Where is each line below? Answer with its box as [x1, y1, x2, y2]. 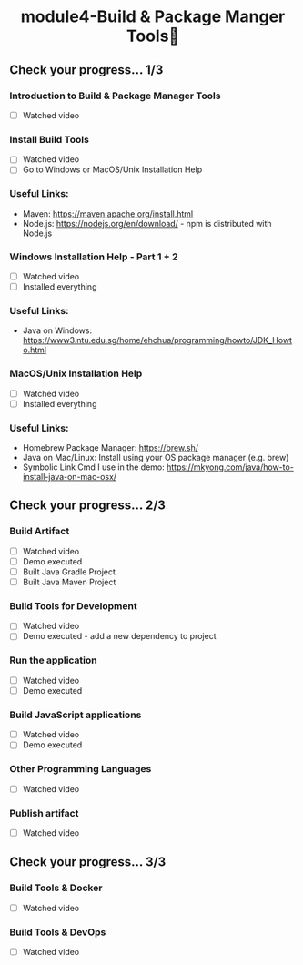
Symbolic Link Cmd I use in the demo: [22, 462, 166, 472]
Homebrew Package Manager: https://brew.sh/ [22, 442, 198, 453]
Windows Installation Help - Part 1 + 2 [9, 250, 179, 263]
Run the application [9, 654, 97, 666]
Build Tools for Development [9, 599, 138, 612]
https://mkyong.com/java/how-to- [167, 462, 294, 472]
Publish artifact [9, 807, 79, 819]
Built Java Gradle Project [22, 566, 116, 577]
